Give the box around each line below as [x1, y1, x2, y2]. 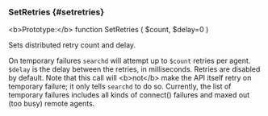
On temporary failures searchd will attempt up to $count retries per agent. [8, 56, 251, 66]
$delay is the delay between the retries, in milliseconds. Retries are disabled [8, 64, 261, 74]
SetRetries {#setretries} [8, 6, 105, 18]
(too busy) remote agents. [8, 99, 95, 109]
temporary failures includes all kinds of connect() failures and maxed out [8, 90, 250, 100]
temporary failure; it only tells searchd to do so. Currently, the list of [8, 81, 232, 91]
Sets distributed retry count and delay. [8, 40, 136, 50]
